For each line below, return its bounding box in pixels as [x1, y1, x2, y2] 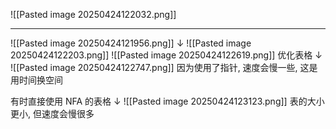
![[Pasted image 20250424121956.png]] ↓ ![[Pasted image [10, 37, 252, 49]
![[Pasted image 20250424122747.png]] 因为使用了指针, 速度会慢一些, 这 [10, 62, 310, 73]
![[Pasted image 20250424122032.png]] [10, 9, 177, 20]
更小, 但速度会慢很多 [10, 108, 95, 119]
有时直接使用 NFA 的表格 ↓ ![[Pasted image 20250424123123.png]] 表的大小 [10, 95, 325, 107]
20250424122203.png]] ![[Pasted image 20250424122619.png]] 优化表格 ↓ [10, 49, 323, 61]
